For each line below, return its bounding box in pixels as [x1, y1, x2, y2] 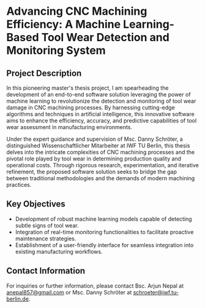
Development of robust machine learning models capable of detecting [15, 215, 192, 223]
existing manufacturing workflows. [15, 248, 103, 255]
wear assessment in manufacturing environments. [6, 124, 133, 130]
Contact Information [6, 266, 86, 276]
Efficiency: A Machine [6, 17, 121, 31]
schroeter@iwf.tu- [133, 288, 179, 296]
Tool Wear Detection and [41, 31, 170, 44]
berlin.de [6, 295, 29, 302]
